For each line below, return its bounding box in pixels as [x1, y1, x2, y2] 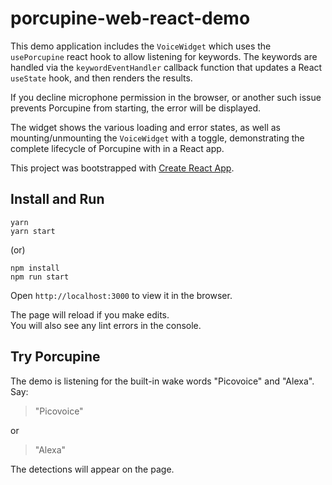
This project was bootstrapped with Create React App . [10, 162, 235, 174]
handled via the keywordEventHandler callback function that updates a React [10, 61, 323, 73]
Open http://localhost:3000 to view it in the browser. [10, 289, 233, 301]
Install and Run [10, 191, 105, 208]
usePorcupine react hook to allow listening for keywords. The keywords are [10, 50, 318, 62]
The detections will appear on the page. [10, 463, 175, 475]
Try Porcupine [10, 348, 101, 366]
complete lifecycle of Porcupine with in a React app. [10, 142, 225, 154]
